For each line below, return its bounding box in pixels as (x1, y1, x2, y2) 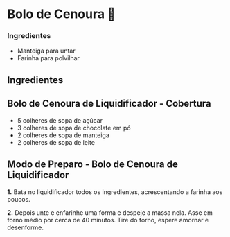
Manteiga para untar (17, 46, 76, 55)
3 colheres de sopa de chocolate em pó (17, 123, 131, 132)
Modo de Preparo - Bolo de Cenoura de (7, 159, 179, 170)
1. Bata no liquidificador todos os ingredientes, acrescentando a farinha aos (7, 187, 223, 196)
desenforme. (7, 223, 44, 231)
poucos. (7, 195, 31, 203)
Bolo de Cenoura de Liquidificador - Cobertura (7, 98, 211, 109)
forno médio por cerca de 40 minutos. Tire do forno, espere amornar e (7, 216, 209, 224)
